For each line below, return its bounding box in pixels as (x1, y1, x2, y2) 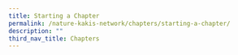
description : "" (8, 27, 63, 35)
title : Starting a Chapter (8, 11, 100, 20)
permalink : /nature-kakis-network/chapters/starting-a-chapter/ (8, 19, 231, 27)
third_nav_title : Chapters (8, 34, 100, 43)
